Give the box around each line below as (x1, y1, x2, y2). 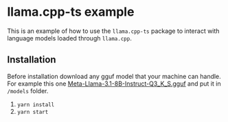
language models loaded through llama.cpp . (7, 34, 132, 42)
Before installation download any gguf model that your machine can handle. (7, 72, 221, 80)
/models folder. (7, 86, 49, 95)
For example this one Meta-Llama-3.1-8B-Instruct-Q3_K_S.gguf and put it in (7, 80, 221, 88)
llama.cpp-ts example (7, 4, 135, 20)
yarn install (16, 101, 55, 108)
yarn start (16, 108, 49, 115)
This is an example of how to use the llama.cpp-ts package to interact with (7, 27, 220, 35)
